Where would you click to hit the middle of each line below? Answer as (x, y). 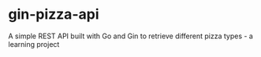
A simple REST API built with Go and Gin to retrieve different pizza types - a (131, 36)
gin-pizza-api (54, 14)
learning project (34, 44)
